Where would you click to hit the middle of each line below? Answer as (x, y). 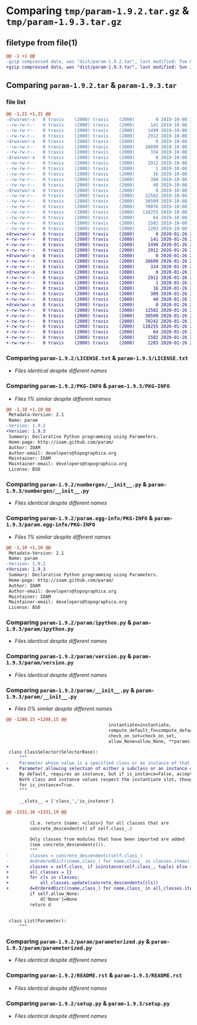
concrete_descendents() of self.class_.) (81, 828)
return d (40, 905)
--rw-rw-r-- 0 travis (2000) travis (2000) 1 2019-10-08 (97, 169)
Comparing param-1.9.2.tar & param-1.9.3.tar (91, 85)
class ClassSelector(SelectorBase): (53, 752)
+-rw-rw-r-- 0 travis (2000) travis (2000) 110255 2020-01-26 (97, 326)
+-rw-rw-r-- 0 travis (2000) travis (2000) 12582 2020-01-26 (97, 310)
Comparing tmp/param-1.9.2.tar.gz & (98, 11)
